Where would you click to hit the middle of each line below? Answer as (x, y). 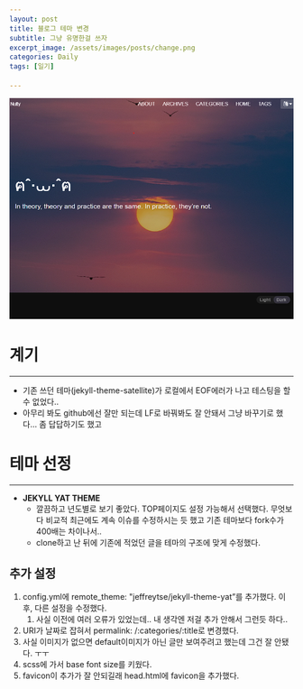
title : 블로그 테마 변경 (50, 28)
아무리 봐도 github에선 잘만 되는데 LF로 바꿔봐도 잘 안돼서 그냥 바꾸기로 (148, 413)
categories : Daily (44, 57)
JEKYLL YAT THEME (61, 498)
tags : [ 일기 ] (32, 67)
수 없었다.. (41, 401)
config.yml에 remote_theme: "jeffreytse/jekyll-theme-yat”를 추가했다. (149, 597)
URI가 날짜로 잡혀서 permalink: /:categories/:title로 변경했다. (130, 630)
